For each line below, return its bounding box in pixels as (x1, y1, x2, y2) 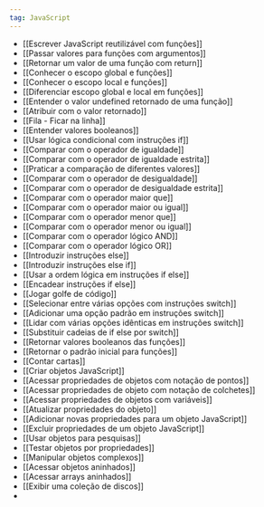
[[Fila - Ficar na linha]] (22, 115, 106, 126)
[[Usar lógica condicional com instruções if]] (22, 134, 189, 145)
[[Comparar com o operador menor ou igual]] (22, 221, 192, 232)
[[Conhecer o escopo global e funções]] (22, 67, 174, 78)
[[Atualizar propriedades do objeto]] (22, 404, 157, 415)
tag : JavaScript (9, 13, 71, 23)
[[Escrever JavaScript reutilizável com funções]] (22, 38, 203, 49)
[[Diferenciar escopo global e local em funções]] (22, 86, 203, 97)
